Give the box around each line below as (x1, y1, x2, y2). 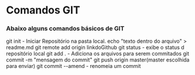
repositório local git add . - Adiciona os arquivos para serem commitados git (6, 50, 189, 57)
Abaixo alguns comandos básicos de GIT (6, 25, 125, 33)
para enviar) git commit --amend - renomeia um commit (6, 63, 141, 70)
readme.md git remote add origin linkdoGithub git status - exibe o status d (6, 44, 184, 51)
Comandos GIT (6, 4, 80, 17)
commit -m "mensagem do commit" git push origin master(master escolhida (6, 56, 190, 63)
